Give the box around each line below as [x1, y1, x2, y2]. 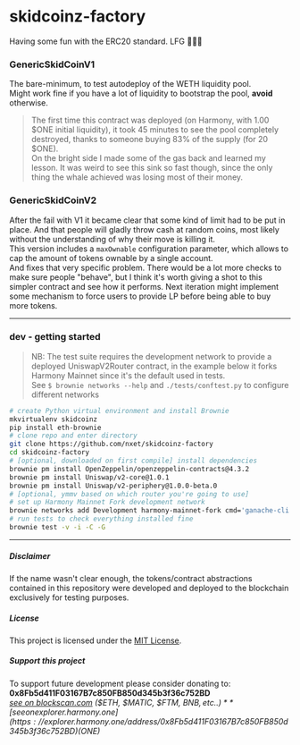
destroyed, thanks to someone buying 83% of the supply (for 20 [30, 134, 269, 145]
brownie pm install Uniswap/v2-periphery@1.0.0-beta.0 [9, 481, 218, 490]
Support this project [9, 656, 86, 666]
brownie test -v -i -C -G [9, 523, 105, 532]
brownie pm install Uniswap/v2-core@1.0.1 [9, 472, 170, 482]
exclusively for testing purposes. [9, 592, 129, 603]
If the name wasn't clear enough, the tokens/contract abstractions [9, 572, 253, 583]
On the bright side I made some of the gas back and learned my [30, 153, 266, 164]
